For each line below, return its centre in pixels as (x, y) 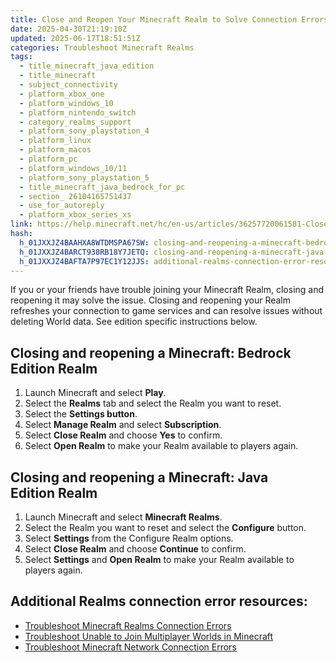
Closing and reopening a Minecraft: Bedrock (151, 352)
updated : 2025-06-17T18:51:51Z (75, 38)
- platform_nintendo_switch (78, 112)
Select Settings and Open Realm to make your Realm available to (159, 559)
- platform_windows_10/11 (73, 168)
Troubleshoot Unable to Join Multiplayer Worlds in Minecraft (149, 636)
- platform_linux (55, 141)
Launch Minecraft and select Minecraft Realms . (123, 517)
